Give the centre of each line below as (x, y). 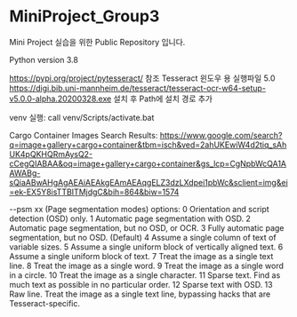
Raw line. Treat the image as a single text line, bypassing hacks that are (140, 294)
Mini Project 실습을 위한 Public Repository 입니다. (97, 42)
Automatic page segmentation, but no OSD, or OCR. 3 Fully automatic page (147, 227)
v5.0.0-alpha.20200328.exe (60, 99)
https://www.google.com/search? (221, 135)
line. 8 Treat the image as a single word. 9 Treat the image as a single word (147, 265)
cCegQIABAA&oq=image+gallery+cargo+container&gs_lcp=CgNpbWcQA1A (148, 163)
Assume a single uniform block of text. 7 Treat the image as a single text (141, 256)
